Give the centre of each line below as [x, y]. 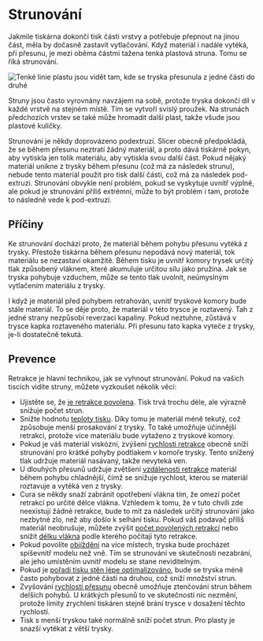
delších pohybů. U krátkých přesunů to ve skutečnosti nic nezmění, [128, 594]
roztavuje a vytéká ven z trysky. [71, 485]
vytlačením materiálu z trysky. [57, 285]
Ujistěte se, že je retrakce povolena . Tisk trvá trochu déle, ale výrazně [133, 402]
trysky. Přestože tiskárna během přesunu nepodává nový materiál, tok [122, 252]
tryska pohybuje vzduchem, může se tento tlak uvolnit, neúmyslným [119, 277]
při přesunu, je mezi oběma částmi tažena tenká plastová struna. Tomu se [128, 53]
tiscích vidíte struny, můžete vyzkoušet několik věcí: [93, 386]
